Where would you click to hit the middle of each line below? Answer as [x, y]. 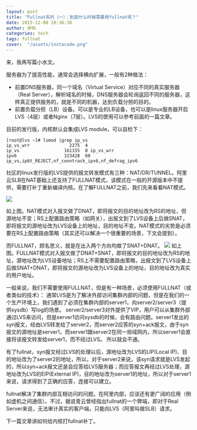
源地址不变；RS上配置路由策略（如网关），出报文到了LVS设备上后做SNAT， [97, 218]
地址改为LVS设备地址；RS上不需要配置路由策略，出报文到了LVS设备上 [106, 260]
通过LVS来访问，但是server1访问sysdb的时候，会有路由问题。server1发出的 [98, 317]
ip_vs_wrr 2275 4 [47, 145]
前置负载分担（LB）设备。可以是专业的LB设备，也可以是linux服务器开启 [101, 109]
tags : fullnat [24, 39]
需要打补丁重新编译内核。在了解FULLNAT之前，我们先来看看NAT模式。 [103, 187]
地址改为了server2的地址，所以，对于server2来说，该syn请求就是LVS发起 [101, 359]
